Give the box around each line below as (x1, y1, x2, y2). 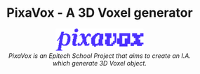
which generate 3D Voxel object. (53, 59, 147, 68)
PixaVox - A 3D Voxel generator (6, 5, 194, 21)
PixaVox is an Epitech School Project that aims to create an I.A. (8, 52, 191, 60)
